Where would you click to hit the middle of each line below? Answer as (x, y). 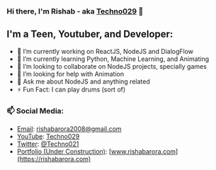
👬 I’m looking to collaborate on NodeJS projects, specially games (112, 66)
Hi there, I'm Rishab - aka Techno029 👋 (75, 11)
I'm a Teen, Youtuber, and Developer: (90, 34)
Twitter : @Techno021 (48, 144)
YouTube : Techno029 (48, 137)
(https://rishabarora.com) (54, 159)
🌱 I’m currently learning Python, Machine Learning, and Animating (113, 59)
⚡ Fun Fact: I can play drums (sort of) (71, 89)
